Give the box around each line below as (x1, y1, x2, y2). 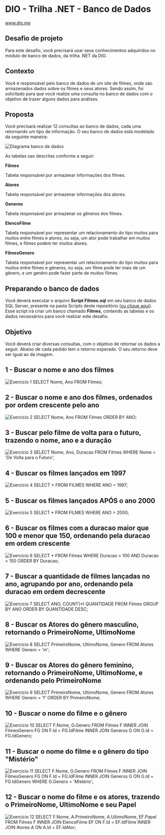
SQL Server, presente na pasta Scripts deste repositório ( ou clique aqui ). (5, 303, 153, 309)
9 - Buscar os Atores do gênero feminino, (5, 661, 134, 669)
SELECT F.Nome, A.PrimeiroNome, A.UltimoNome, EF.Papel (35, 814, 157, 820)
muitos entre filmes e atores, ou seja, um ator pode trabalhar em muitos (5, 235, 150, 241)
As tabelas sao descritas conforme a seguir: (5, 153, 95, 159)
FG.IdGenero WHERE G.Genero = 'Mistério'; (5, 779, 94, 784)
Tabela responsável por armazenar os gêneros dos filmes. (5, 210, 123, 216)
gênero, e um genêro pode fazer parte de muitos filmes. (5, 270, 119, 276)
